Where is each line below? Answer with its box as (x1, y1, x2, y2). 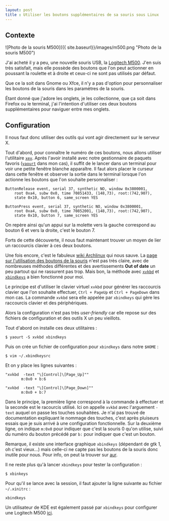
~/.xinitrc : (5, 485, 31, 492)
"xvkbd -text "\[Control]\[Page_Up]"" (5, 372, 89, 377)
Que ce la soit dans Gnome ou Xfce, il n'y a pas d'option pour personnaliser (5, 80, 162, 86)
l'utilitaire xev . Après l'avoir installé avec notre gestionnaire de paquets (5, 155, 152, 161)
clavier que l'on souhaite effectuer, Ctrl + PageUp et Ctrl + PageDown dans (5, 289, 160, 295)
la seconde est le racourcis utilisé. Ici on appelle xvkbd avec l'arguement (5, 404, 155, 410)
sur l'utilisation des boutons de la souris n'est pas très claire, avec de (5, 258, 149, 264)
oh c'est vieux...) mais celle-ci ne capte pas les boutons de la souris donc (5, 446, 158, 453)
